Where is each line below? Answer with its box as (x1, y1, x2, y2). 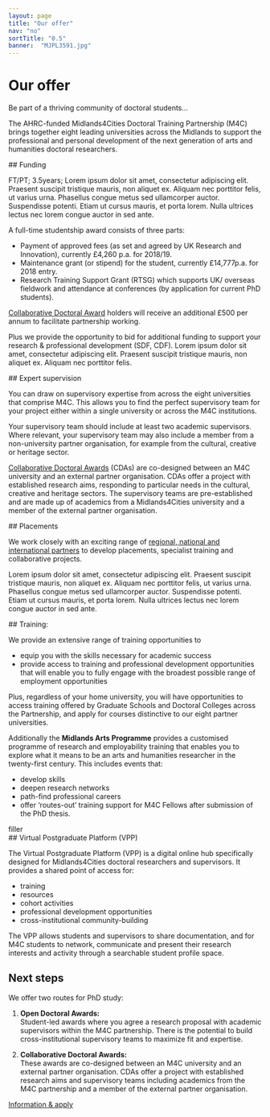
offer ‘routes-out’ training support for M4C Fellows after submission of (19, 801, 253, 810)
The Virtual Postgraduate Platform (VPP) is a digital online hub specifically (8, 849, 254, 858)
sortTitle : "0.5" (8, 34, 67, 43)
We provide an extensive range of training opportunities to (8, 635, 202, 645)
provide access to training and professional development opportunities (19, 660, 255, 669)
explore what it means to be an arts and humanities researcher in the (8, 751, 236, 760)
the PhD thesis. (19, 809, 71, 818)
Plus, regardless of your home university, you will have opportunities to (8, 692, 243, 701)
